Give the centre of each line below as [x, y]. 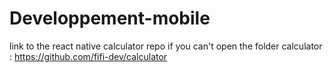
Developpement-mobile [110, 18]
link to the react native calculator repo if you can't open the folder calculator [166, 46]
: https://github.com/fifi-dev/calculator [88, 56]
